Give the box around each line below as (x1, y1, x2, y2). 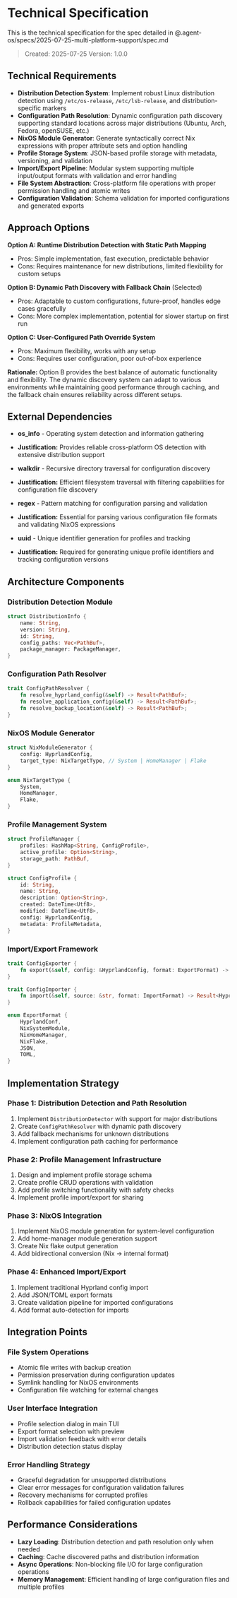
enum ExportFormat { (7, 1012, 68, 1019)
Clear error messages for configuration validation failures (17, 1483, 185, 1491)
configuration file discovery (17, 485, 98, 494)
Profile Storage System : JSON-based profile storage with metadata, (17, 148, 217, 157)
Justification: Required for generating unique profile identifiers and (17, 548, 214, 556)
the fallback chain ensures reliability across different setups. (7, 390, 183, 398)
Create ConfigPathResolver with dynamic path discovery (17, 1122, 182, 1130)
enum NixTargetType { (7, 776, 71, 783)
